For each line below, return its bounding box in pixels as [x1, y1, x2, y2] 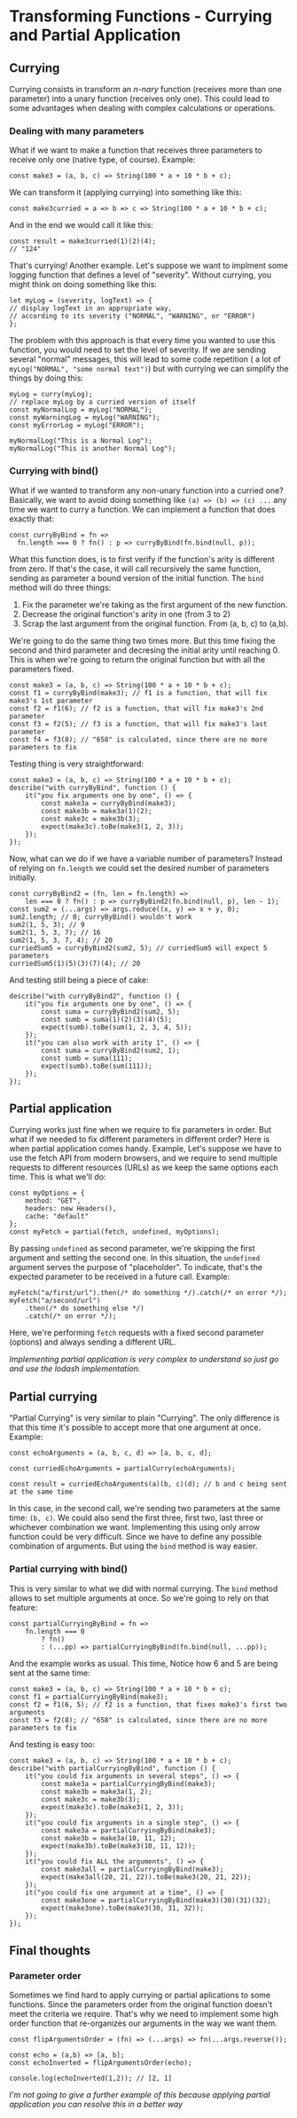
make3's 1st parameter [9, 696, 93, 705]
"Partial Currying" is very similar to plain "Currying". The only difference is [9, 1413, 280, 1424]
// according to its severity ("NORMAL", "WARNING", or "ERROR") [9, 312, 255, 321]
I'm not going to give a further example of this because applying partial [9, 2090, 270, 2100]
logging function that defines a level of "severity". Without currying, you [9, 270, 272, 280]
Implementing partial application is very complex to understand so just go [9, 1354, 279, 1365]
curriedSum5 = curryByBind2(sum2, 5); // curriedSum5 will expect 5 [9, 943, 268, 953]
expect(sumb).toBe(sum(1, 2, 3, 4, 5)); [41, 1023, 192, 1032]
